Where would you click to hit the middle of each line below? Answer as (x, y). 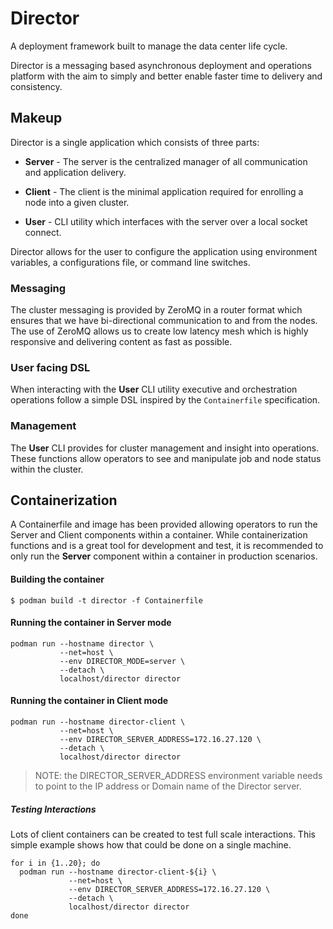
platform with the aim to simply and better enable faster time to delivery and (166, 76)
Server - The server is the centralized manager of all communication (166, 161)
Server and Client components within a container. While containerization (159, 535)
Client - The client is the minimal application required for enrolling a (164, 191)
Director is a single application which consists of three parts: (135, 142)
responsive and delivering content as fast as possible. (121, 342)
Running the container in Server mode (91, 623)
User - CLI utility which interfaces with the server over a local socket (166, 221)
